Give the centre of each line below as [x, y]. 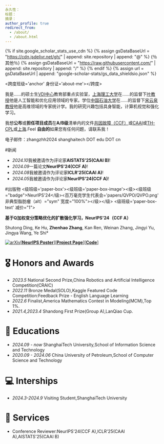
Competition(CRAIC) [33, 285]
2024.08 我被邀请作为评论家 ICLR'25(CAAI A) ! [58, 173]
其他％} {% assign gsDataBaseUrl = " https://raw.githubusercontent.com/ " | [81, 63]
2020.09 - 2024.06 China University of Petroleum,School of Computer [83, 355]
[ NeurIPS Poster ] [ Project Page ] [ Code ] [60, 242]
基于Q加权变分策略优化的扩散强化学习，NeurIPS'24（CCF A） [68, 218]
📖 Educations [32, 331]
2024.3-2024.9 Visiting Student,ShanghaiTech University [70, 398]
